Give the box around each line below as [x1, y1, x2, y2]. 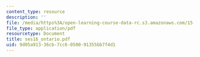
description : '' [6, 14, 46, 20]
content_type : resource [6, 8, 65, 15]
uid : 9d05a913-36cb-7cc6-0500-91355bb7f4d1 [6, 42, 116, 48]
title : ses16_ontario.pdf [6, 36, 70, 42]
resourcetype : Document [6, 31, 65, 37]
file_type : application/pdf [6, 25, 76, 31]
